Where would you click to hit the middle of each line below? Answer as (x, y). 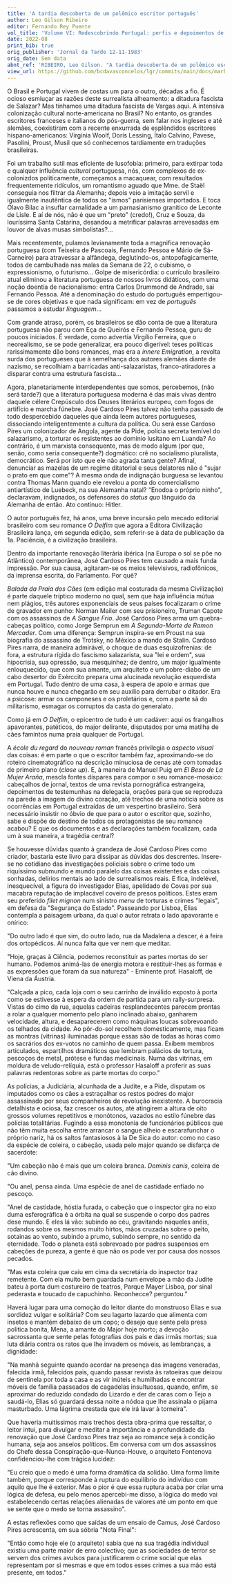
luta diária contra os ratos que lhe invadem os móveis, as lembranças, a (109, 1344)
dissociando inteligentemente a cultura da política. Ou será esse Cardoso (111, 424)
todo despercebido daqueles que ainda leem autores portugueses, (102, 416)
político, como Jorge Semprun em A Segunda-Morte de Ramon (123, 625)
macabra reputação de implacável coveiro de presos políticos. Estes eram (112, 893)
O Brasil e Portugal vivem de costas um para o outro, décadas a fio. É (106, 91)
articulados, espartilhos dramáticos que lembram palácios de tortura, (105, 1050)
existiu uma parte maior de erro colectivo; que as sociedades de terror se (112, 1550)
